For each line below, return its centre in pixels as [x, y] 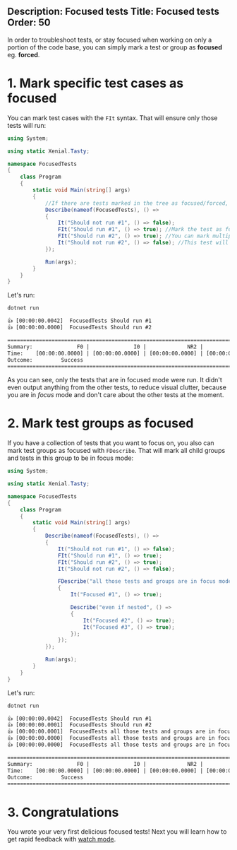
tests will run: [27, 125]
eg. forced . [24, 54]
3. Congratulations [63, 812]
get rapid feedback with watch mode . [62, 839]
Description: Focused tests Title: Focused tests [114, 12]
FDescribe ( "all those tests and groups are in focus [137, 582]
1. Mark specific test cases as [96, 83]
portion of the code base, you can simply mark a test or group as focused [115, 47]
